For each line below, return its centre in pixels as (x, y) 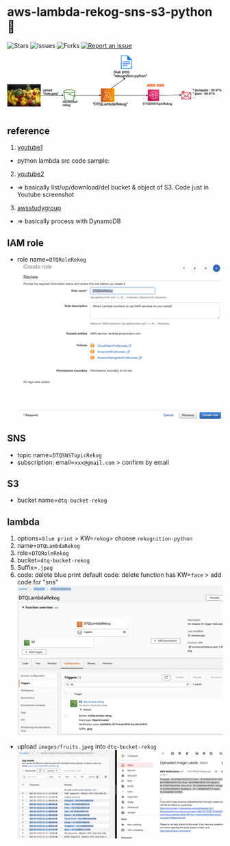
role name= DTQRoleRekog (52, 259)
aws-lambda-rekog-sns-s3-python (110, 12)
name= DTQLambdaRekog (48, 546)
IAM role (26, 243)
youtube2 (30, 174)
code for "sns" (38, 582)
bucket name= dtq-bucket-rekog (62, 500)
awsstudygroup (39, 208)
